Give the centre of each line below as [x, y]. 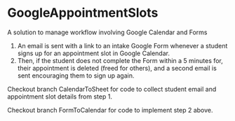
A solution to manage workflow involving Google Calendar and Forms [107, 32]
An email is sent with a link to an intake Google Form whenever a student [122, 45]
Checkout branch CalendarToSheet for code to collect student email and [112, 89]
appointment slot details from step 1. [60, 97]
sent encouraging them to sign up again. [76, 76]
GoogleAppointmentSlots [83, 13]
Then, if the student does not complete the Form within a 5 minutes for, [120, 60]
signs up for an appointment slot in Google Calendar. [94, 53]
